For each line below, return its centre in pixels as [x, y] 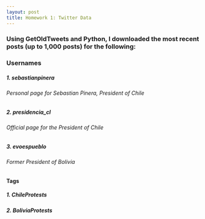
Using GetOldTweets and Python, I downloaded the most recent [103, 39]
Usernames [24, 63]
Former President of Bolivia [41, 162]
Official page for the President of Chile [55, 128]
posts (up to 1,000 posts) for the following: [71, 46]
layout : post [23, 12]
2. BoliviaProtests [29, 210]
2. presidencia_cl [28, 112]
